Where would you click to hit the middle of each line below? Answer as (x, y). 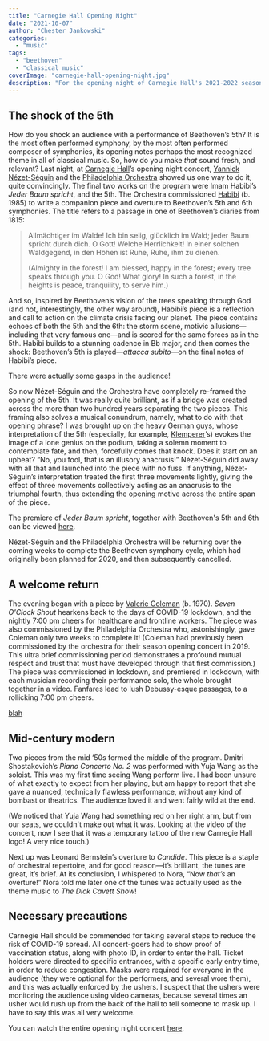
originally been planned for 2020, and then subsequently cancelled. (120, 559)
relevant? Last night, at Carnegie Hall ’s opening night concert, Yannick (124, 169)
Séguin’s (22, 477)
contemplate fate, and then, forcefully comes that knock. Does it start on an (133, 451)
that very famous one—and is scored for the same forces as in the (149, 335)
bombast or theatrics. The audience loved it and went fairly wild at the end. (132, 800)
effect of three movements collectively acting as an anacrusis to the (120, 486)
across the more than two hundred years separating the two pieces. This (128, 409)
